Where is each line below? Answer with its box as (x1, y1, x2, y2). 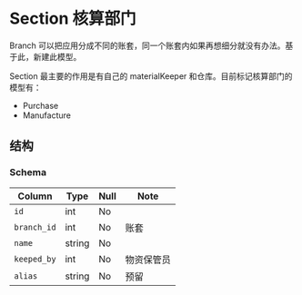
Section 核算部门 (9, 8, 136, 29)
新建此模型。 (33, 51, 82, 62)
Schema (9, 166, 47, 179)
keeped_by (14, 253, 56, 264)
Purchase (22, 100, 59, 111)
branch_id (14, 221, 56, 232)
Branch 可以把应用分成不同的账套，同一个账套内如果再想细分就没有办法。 (9, 40, 286, 51)
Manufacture (22, 110, 71, 121)
